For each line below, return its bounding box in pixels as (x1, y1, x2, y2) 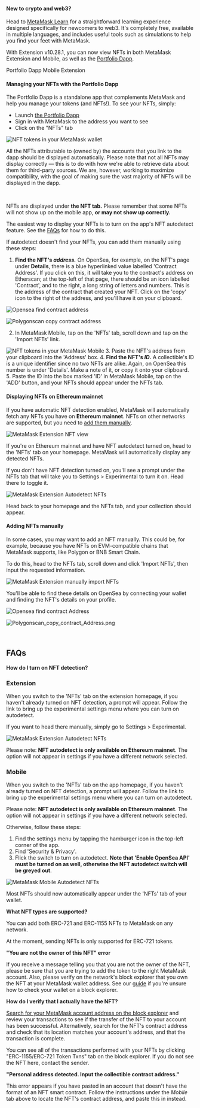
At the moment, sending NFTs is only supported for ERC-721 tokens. (6, 937, 174, 945)
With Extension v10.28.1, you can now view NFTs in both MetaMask (6, 48, 171, 56)
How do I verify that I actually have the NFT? (6, 998, 118, 1005)
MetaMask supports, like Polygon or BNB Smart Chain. (6, 548, 140, 555)
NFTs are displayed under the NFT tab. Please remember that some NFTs (6, 202, 187, 210)
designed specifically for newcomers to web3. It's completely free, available (6, 25, 194, 32)
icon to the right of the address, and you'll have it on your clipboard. (14, 295, 182, 302)
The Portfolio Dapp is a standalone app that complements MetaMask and (6, 93, 186, 101)
